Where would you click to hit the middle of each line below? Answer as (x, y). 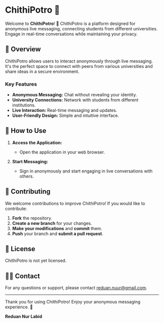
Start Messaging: (30, 161)
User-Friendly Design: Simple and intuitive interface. (65, 116)
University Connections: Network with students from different (75, 100)
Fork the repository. (32, 218)
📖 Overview (23, 49)
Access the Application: (37, 142)
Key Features (21, 84)
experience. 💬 (19, 307)
